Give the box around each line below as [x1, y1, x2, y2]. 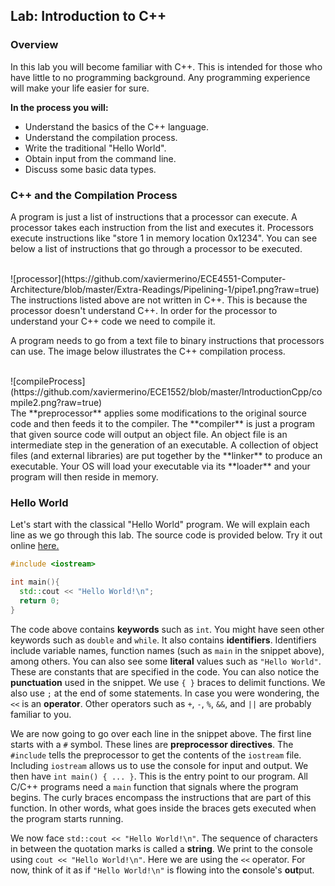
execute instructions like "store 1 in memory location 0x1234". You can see [10, 232, 318, 244]
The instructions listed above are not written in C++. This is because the [10, 294, 308, 306]
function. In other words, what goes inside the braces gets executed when [10, 802, 317, 814]
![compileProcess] [10, 375, 86, 387]
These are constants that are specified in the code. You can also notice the [10, 665, 320, 678]
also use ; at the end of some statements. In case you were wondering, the [10, 687, 320, 699]
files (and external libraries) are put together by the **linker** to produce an [10, 449, 323, 461]
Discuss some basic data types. [24, 163, 157, 175]
